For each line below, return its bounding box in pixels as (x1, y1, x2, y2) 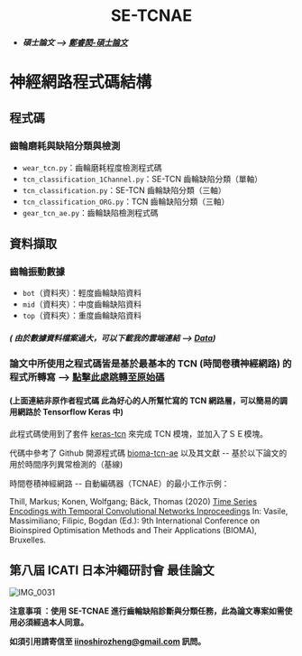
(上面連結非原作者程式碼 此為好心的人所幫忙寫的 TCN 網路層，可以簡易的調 (9, 394, 288, 406)
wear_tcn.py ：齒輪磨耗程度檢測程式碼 (22, 162, 162, 172)
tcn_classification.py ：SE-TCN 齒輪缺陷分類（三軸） (22, 184, 227, 195)
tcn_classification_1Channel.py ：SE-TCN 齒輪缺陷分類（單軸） (22, 173, 263, 184)
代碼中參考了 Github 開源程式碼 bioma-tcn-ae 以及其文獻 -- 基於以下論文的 (9, 448, 288, 458)
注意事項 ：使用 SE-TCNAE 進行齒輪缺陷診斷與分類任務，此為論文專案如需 (9, 605, 285, 616)
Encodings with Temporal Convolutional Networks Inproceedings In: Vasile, (9, 505, 288, 516)
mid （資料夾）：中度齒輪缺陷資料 (22, 299, 142, 310)
